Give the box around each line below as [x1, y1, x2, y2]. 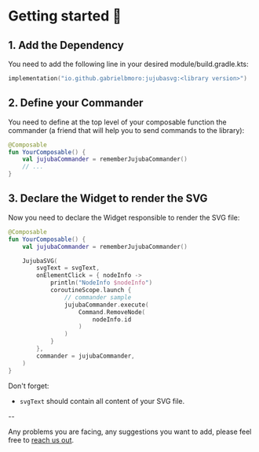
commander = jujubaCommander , [36, 352, 135, 360]
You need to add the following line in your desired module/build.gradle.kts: [8, 59, 249, 69]
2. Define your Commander [8, 96, 144, 109]
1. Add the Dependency [8, 39, 124, 52]
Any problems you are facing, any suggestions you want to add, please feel [8, 427, 252, 436]
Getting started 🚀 [8, 7, 122, 25]
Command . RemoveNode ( [78, 308, 146, 316]
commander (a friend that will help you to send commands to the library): [8, 125, 245, 135]
